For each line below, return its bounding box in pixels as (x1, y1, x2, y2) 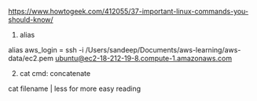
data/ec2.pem (8, 54, 53, 63)
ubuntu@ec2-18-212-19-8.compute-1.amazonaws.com (54, 54, 233, 63)
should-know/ (8, 15, 53, 24)
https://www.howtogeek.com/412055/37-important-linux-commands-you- (8, 7, 249, 16)
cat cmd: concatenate (19, 69, 91, 78)
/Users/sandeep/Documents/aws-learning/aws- (85, 45, 241, 54)
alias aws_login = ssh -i (8, 45, 84, 54)
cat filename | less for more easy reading (8, 84, 141, 93)
